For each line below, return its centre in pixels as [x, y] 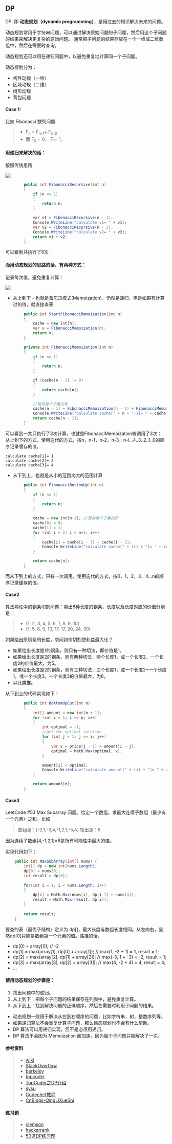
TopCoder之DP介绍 [46, 1082]
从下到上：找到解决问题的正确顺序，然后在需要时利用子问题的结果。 [84, 1005]
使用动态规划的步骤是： [30, 980]
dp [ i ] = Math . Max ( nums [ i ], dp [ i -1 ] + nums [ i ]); [84, 895]
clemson [35, 1124]
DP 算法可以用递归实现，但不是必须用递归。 [59, 1029]
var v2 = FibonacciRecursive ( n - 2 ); [73, 227]
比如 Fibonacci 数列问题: [31, 122]
